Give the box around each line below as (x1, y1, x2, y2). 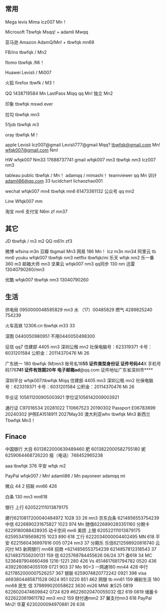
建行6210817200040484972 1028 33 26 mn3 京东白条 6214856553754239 (5, 515, 160, 521)
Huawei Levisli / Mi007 (5, 69, 52, 75)
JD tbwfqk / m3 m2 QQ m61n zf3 (5, 238, 73, 244)
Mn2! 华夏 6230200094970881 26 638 (5, 602, 85, 608)
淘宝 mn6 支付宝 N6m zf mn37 (5, 208, 68, 214)
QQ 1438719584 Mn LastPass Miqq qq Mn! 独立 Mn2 (5, 90, 113, 96)
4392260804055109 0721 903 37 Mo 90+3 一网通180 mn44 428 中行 (5, 564, 148, 570)
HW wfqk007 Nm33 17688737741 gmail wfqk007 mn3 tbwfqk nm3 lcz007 (5, 157, 156, 163)
